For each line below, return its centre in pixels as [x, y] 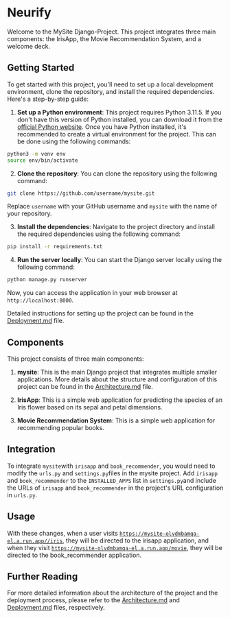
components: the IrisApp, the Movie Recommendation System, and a [104, 38]
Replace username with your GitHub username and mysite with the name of [112, 206]
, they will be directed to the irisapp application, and [136, 540]
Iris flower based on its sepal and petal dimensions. [90, 407]
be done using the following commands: [74, 141]
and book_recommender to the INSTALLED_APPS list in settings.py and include [112, 480]
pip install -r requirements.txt [55, 247]
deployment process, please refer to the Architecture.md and [94, 600]
